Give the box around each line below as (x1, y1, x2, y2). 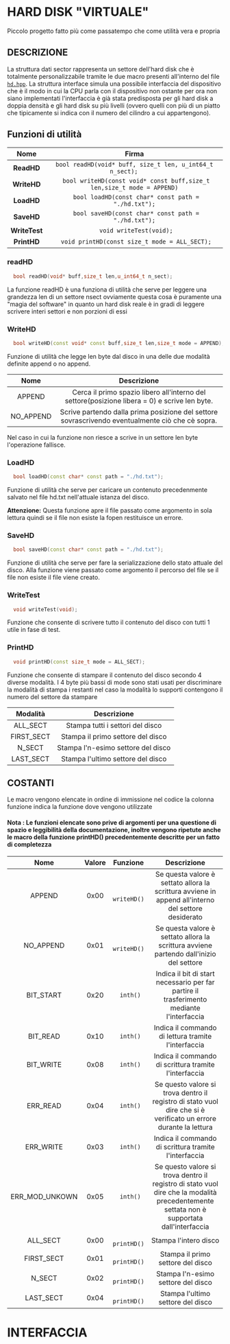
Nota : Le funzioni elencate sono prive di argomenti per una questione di (7, 818, 217, 827)
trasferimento (163, 994, 207, 1004)
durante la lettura (157, 1122, 214, 1132)
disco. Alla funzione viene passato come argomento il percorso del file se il (7, 566, 219, 574)
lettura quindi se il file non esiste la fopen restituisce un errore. (7, 514, 183, 522)
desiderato (168, 912, 203, 921)
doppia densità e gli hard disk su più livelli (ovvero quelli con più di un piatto (7, 101, 220, 110)
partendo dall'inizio (154, 949, 217, 958)
